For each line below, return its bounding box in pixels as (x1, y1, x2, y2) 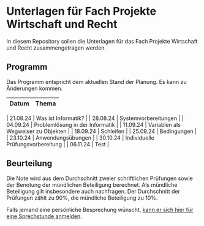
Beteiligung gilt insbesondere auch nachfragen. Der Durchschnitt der (6, 187, 181, 195)
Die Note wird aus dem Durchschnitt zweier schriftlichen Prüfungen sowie (6, 175, 193, 182)
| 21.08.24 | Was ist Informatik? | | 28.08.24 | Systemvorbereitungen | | (6, 115, 184, 122)
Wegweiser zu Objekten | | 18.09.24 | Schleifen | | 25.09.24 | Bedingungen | (6, 127, 197, 135)
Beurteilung (6, 158, 53, 169)
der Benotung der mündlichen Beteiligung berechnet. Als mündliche (6, 181, 178, 188)
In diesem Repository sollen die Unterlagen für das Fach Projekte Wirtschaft (6, 37, 198, 45)
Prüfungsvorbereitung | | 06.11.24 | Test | (6, 140, 109, 148)
